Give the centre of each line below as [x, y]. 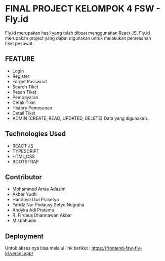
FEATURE [20, 59]
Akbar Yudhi [25, 194]
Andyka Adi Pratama [33, 210]
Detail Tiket [24, 113]
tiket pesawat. [19, 43]
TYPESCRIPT [26, 151]
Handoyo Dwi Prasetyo [36, 200]
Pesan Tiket [24, 92]
